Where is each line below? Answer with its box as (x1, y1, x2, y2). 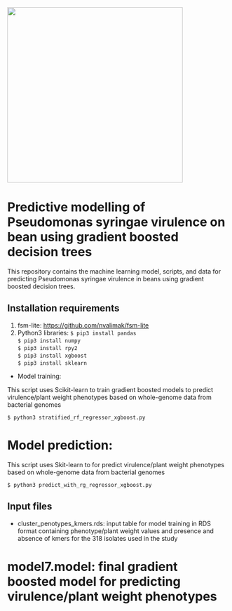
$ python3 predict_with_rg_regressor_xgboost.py (7, 481, 152, 488)
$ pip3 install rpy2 (17, 344, 78, 351)
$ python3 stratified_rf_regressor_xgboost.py (7, 414, 146, 421)
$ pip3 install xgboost (17, 352, 88, 359)
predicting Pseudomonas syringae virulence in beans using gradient (7, 274, 205, 283)
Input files (7, 501, 53, 513)
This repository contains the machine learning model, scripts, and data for (7, 267, 221, 276)
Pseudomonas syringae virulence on (7, 214, 226, 230)
